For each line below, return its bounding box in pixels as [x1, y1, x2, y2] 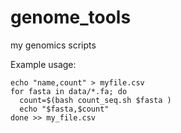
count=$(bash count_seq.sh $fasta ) [19, 95, 172, 105]
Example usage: [10, 58, 77, 70]
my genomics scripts [10, 39, 97, 51]
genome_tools [10, 6, 132, 29]
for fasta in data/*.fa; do [10, 86, 128, 96]
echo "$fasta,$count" [19, 104, 110, 114]
